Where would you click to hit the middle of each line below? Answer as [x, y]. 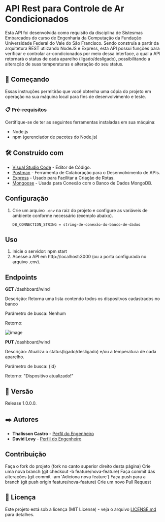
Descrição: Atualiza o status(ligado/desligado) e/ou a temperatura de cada [81, 352]
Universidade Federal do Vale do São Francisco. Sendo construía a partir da [82, 43]
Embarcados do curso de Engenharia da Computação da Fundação [73, 38]
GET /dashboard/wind [28, 289]
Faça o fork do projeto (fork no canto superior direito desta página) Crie [78, 466]
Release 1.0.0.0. [21, 403]
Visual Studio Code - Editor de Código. [51, 167]
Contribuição [26, 454]
